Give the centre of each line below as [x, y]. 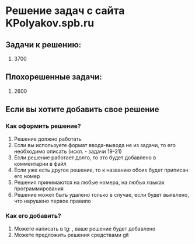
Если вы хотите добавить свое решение [82, 109]
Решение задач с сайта [65, 11]
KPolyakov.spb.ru [50, 23]
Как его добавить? [34, 216]
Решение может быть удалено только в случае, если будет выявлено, [101, 194]
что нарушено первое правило [52, 201]
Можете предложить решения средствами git [71, 235]
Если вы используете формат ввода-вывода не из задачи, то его [95, 145]
